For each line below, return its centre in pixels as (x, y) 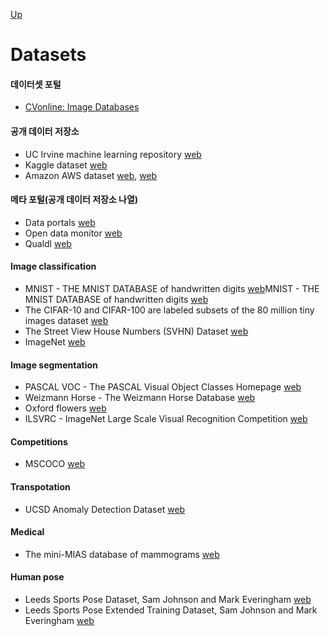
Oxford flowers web (65, 408)
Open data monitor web (73, 233)
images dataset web (66, 320)
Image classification (53, 266)
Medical (27, 532)
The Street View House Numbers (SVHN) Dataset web (136, 331)
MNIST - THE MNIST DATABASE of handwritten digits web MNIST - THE (172, 288)
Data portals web (60, 222)
